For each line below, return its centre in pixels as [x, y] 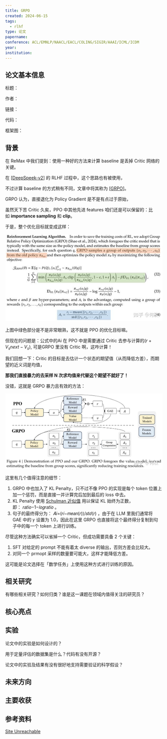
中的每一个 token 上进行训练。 [48, 526]
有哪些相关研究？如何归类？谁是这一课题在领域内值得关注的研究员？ [75, 594]
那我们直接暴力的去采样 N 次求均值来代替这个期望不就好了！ [67, 375]
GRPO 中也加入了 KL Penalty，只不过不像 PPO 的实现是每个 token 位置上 [87, 488]
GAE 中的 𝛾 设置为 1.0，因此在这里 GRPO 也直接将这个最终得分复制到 [83, 520]
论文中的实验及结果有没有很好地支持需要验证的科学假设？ [64, 664]
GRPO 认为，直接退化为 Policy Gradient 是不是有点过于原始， [68, 199]
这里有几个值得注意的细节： [34, 477]
